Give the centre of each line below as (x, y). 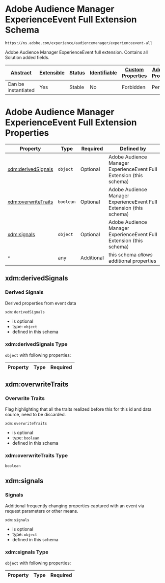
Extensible (52, 72)
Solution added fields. (27, 57)
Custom (134, 69)
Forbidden (134, 87)
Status (77, 72)
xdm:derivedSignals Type (36, 344)
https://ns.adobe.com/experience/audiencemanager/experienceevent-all (79, 43)
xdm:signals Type (27, 552)
